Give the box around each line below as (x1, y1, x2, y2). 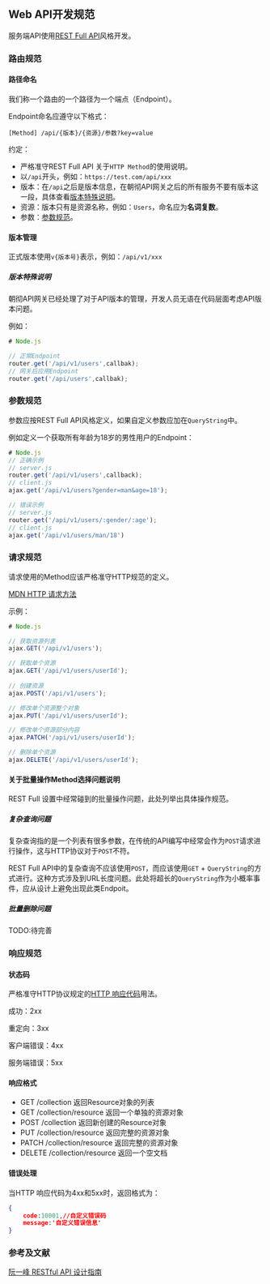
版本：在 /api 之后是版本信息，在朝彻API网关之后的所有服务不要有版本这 (19, 182, 259, 191)
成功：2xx (8, 1006, 42, 1016)
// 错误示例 (8, 501, 44, 509)
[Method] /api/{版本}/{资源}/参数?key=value (8, 129, 154, 137)
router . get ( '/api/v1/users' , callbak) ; (8, 359, 139, 367)
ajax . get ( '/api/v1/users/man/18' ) (8, 531, 125, 539)
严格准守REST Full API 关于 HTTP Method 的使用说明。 (19, 161, 192, 171)
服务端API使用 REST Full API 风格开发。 (8, 31, 136, 41)
